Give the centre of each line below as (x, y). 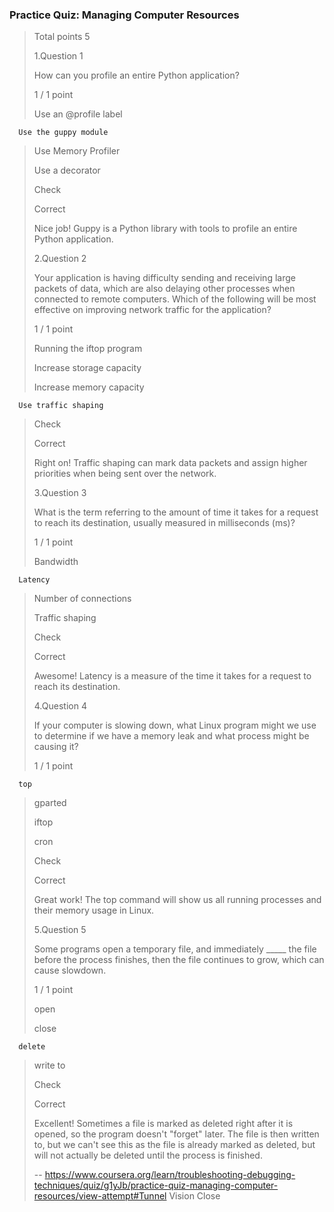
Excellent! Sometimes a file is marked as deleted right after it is (163, 1124)
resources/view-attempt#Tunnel (100, 1196)
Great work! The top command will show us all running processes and (177, 900)
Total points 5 (62, 37)
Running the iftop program (88, 349)
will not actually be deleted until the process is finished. (148, 1155)
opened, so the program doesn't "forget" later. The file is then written (176, 1134)
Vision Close (194, 1196)
